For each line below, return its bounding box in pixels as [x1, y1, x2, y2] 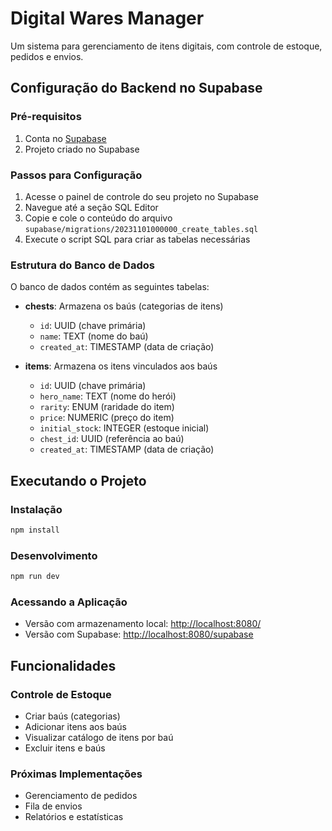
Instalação [10, 502, 63, 516]
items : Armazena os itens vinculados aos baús [24, 360, 218, 372]
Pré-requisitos [10, 110, 82, 124]
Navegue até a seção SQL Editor [24, 201, 159, 213]
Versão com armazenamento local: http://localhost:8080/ [24, 618, 262, 630]
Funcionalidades [10, 657, 117, 674]
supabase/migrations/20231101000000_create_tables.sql [24, 224, 259, 234]
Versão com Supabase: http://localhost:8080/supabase [24, 628, 254, 641]
